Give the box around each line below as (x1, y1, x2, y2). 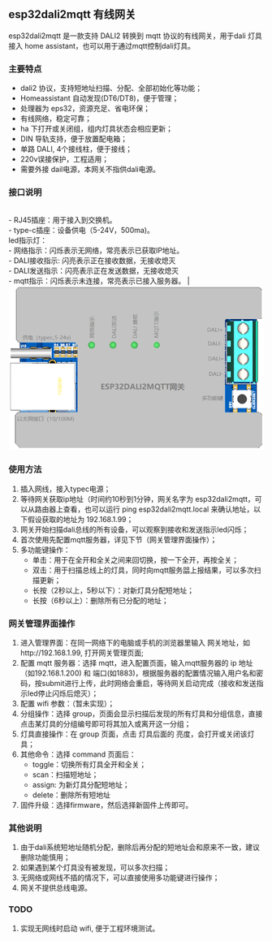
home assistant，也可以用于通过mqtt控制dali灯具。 (24, 41, 195, 50)
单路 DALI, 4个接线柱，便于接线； (19, 145, 132, 154)
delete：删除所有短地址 (32, 790, 111, 800)
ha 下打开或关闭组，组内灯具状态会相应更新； (19, 124, 173, 134)
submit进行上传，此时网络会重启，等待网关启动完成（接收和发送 (41, 679, 257, 688)
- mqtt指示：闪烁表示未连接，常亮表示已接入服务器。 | (8, 276, 190, 286)
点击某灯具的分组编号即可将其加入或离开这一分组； (19, 719, 192, 729)
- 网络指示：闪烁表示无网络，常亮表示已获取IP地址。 (8, 246, 184, 256)
